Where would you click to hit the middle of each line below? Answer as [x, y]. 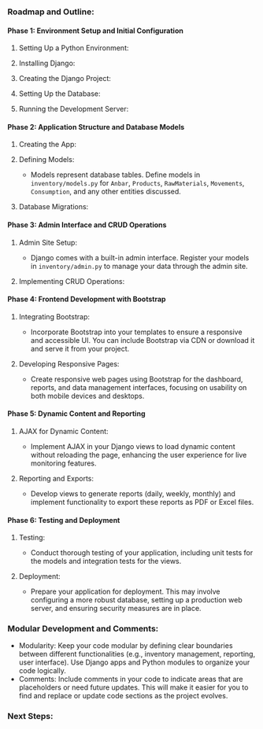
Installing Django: [47, 63]
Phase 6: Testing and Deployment [64, 520]
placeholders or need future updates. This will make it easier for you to [133, 687]
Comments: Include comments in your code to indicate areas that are [131, 679]
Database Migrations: [54, 207]
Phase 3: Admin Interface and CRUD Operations [87, 225]
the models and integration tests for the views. [106, 561]
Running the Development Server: [74, 109]
